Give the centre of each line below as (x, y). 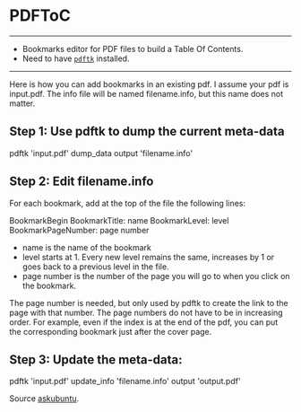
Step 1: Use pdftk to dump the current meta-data (147, 131)
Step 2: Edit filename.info (82, 182)
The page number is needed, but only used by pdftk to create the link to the (149, 302)
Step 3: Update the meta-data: (96, 359)
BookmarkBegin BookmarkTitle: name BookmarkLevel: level (119, 220)
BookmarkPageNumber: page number (79, 230)
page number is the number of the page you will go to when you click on (156, 276)
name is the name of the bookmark (87, 247)
